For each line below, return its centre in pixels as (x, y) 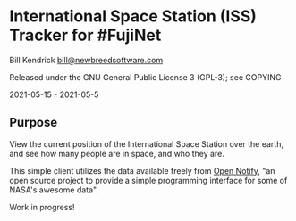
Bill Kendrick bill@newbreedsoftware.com (86, 60)
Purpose (34, 123)
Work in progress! (42, 207)
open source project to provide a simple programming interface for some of (148, 180)
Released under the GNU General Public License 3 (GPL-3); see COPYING (145, 77)
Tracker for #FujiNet (85, 35)
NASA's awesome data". (54, 190)
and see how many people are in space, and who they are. (117, 153)
